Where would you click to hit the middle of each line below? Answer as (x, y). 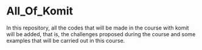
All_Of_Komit (40, 11)
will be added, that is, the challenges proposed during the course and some (101, 34)
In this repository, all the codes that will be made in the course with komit (98, 28)
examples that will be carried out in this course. (66, 40)
